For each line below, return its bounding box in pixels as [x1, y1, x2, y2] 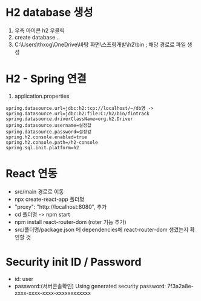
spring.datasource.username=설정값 [5, 122, 92, 128]
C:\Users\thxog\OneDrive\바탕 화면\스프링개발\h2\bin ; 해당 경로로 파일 [14, 41, 186, 48]
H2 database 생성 [5, 5, 93, 19]
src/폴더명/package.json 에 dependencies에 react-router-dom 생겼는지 [14, 226, 189, 233]
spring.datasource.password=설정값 [5, 129, 92, 135]
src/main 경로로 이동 [14, 188, 64, 195]
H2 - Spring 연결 [5, 72, 87, 86]
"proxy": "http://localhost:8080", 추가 [14, 203, 107, 210]
